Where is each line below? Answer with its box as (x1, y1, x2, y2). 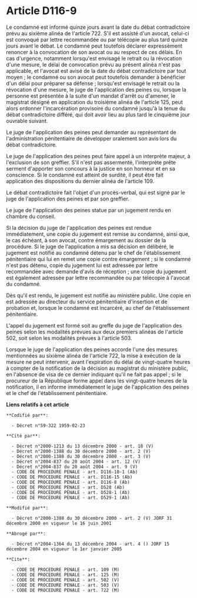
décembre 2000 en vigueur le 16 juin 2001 (6, 520, 112, 526)
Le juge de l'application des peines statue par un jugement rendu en (6, 206, 172, 213)
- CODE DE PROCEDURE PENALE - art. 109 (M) (11, 566, 119, 573)
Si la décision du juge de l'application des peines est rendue (6, 224, 152, 231)
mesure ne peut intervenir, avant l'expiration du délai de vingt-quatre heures (6, 358, 191, 365)
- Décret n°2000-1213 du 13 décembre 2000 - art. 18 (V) (11, 443, 154, 449)
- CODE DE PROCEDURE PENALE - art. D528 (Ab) (11, 484, 125, 490)
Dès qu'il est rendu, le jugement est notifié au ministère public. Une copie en (6, 292, 191, 299)
